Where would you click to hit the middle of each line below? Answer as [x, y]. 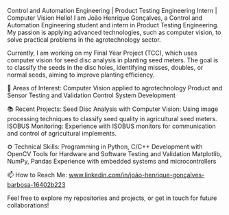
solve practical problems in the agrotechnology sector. [84, 40]
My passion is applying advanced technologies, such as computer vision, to [114, 32]
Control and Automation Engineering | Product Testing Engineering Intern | [112, 11]
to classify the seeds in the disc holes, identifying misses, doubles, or [105, 67]
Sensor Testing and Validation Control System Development [92, 95]
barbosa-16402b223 [36, 185]
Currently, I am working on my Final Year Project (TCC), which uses [102, 53]
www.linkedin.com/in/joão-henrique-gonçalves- [136, 175]
